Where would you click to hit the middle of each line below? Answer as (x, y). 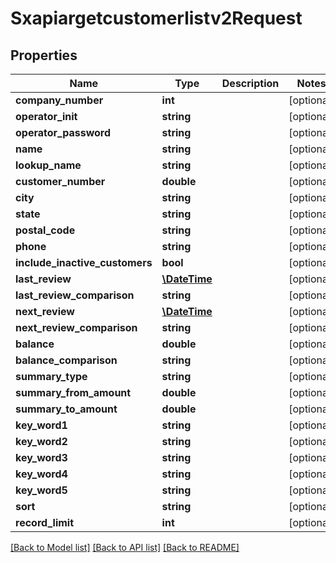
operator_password (63, 132)
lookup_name (48, 165)
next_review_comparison (76, 327)
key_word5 (41, 490)
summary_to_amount (66, 409)
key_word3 (41, 457)
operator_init (46, 116)
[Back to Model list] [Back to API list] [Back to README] (125, 547)
